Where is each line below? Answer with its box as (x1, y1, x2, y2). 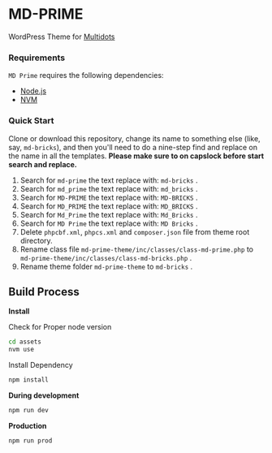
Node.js (19, 86, 47, 96)
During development (8, 390, 80, 400)
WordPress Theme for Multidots (8, 32, 115, 41)
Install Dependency (8, 360, 73, 370)
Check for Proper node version (8, 322, 112, 332)
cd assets (8, 338, 42, 346)
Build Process (8, 285, 80, 299)
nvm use (8, 346, 35, 354)
